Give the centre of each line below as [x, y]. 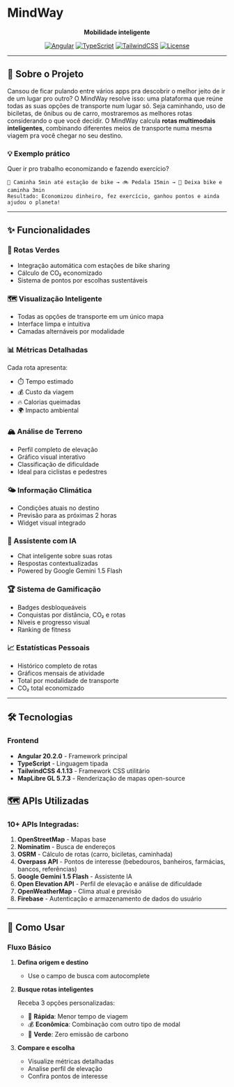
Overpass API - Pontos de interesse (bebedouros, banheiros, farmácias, [121, 862]
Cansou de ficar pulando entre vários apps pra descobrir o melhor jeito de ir [116, 91]
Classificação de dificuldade [58, 464]
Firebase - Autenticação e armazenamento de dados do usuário [109, 899]
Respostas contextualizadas [58, 564]
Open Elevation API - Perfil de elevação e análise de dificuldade [109, 884]
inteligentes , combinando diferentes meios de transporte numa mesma [110, 128]
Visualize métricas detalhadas [71, 1061]
